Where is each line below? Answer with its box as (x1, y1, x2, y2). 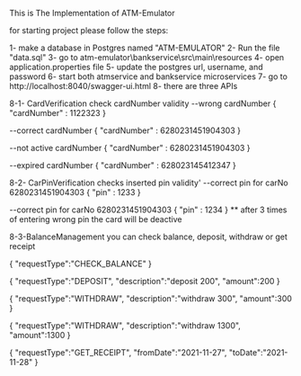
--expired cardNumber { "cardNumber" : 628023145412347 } (9, 160, 236, 170)
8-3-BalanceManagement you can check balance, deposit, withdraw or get (9, 231, 288, 242)
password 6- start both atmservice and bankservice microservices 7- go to (9, 71, 288, 82)
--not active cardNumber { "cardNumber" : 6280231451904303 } (9, 143, 251, 153)
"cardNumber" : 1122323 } (9, 108, 106, 118)
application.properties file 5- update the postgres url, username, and (9, 62, 263, 72)
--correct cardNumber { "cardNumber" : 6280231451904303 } (9, 125, 241, 136)
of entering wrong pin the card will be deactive (9, 214, 182, 224)
